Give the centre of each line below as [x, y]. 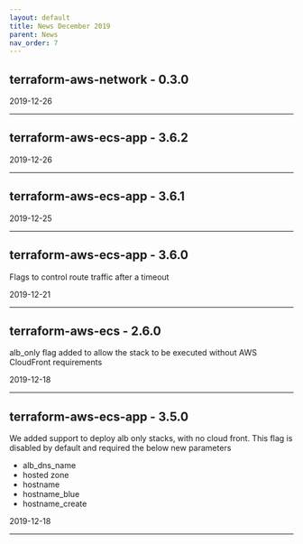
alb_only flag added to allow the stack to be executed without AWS [133, 353]
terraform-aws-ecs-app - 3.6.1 [97, 196]
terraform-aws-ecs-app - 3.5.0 [99, 416]
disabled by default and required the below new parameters [120, 448]
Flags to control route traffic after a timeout [89, 277]
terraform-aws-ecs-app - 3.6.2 [99, 138]
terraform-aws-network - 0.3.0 [99, 79]
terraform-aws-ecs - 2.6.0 [85, 331]
